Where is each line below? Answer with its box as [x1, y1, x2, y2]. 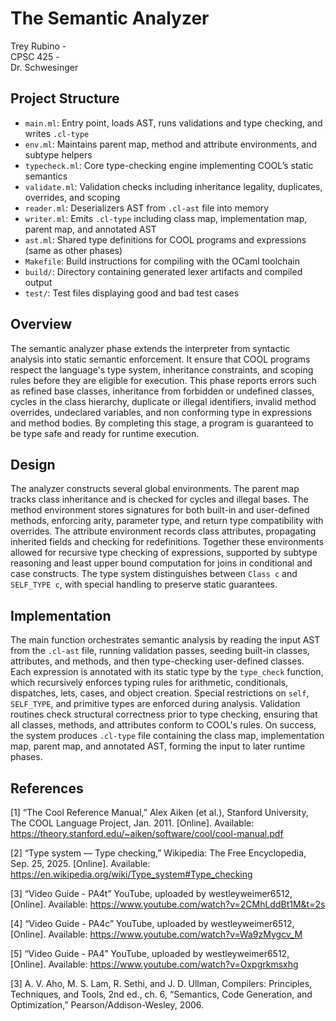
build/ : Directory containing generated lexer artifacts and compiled [24, 265, 303, 277]
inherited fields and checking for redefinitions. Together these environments [10, 536, 325, 548]
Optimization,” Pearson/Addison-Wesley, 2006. [10, 999, 205, 1011]
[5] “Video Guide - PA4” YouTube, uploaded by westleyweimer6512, [10, 948, 290, 959]
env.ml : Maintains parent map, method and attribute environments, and [24, 138, 318, 150]
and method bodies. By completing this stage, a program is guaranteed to [10, 417, 314, 429]
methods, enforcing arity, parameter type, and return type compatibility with [10, 515, 324, 527]
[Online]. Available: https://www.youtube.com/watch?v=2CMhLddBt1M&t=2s [10, 898, 326, 910]
